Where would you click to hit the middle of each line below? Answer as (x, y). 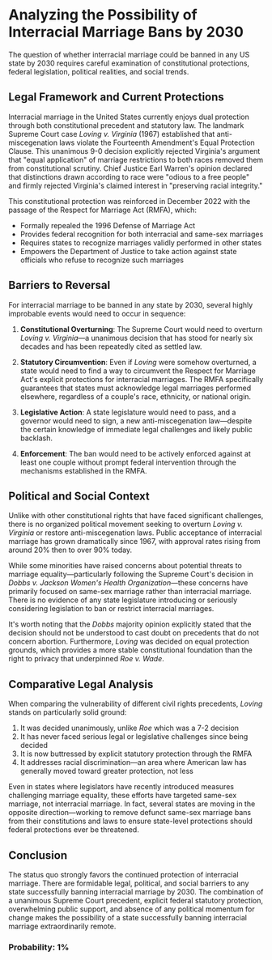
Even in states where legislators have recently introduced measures (121, 787)
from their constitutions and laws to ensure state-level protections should (131, 821)
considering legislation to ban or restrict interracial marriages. (111, 609)
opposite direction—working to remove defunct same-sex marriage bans (130, 813)
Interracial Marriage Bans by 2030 (126, 32)
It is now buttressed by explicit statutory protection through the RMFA (136, 754)
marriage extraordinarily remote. (62, 926)
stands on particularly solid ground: (68, 712)
